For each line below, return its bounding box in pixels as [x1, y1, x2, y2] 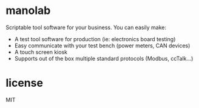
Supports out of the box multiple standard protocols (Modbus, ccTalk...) [14, 55, 194, 62]
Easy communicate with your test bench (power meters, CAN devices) [14, 42, 191, 49]
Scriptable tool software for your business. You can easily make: [5, 24, 167, 31]
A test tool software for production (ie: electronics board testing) [14, 35, 176, 42]
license [5, 76, 44, 90]
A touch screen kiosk [14, 48, 68, 55]
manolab [5, 4, 51, 18]
